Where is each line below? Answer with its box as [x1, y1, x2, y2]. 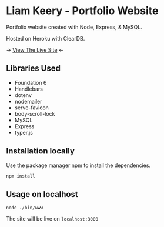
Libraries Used [6, 64, 61, 74]
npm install [6, 173, 35, 179]
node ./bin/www [6, 205, 43, 211]
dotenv [14, 91, 32, 98]
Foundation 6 [14, 79, 47, 86]
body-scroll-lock [14, 110, 55, 117]
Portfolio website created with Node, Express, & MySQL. [6, 24, 142, 31]
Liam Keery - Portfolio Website [6, 4, 159, 18]
